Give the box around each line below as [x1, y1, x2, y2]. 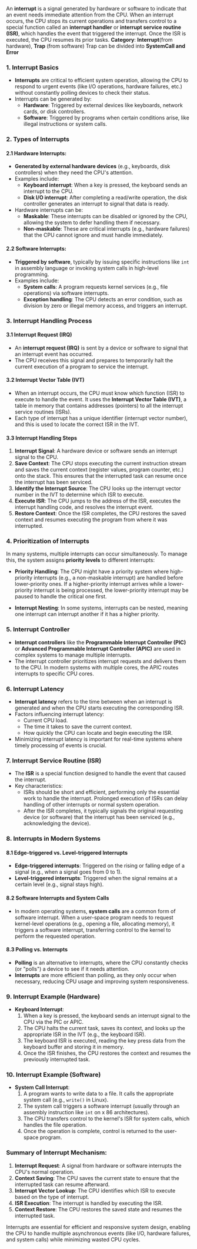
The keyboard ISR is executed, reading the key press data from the [23, 1037, 186, 1044]
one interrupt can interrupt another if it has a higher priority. [14, 611, 160, 618]
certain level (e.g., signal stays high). [14, 881, 104, 888]
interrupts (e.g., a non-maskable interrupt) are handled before [34, 574, 183, 581]
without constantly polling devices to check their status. [14, 89, 151, 96]
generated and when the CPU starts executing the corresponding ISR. [14, 704, 184, 711]
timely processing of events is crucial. [14, 742, 107, 749]
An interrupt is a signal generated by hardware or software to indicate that [6, 5, 187, 12]
